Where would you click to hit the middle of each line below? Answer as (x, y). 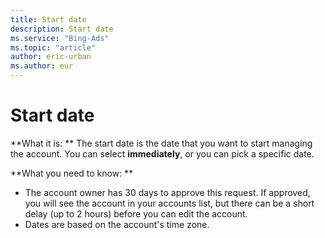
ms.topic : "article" (53, 47)
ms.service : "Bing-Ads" (60, 38)
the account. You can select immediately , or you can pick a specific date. (162, 153)
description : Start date (62, 29)
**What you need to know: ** (72, 173)
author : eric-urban (51, 57)
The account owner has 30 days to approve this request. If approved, (167, 192)
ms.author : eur (42, 66)
